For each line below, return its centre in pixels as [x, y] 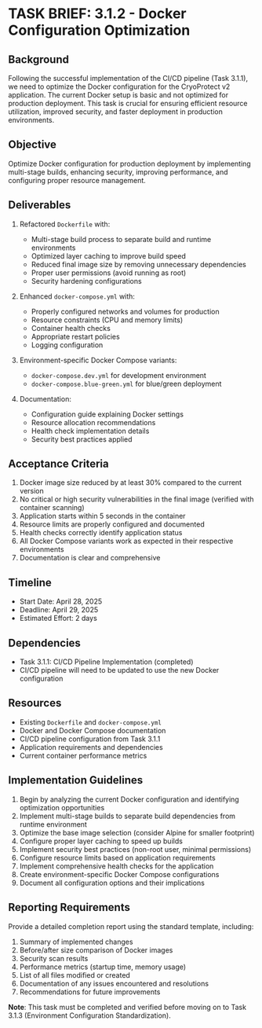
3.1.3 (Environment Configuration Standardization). [89, 1015]
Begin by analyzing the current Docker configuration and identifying [129, 799]
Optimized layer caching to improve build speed [109, 255]
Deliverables [40, 205]
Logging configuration [67, 345]
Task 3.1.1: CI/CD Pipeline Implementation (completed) [106, 662]
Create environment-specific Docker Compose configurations [119, 874]
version [32, 491]
